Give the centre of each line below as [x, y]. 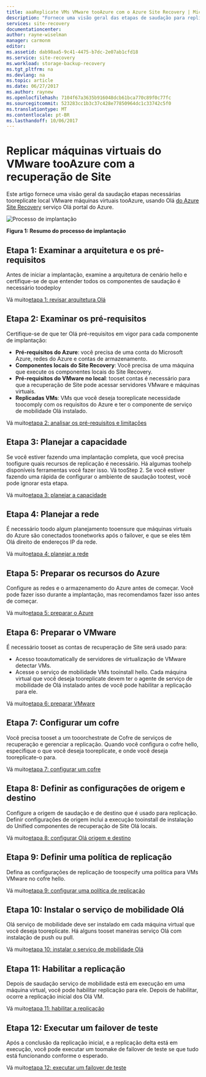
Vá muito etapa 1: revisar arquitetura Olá [56, 300]
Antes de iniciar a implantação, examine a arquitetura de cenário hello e [97, 275]
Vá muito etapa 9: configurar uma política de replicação [76, 890]
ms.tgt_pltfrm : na [30, 69]
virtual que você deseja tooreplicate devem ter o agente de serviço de [104, 679]
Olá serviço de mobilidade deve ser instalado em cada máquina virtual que [101, 925]
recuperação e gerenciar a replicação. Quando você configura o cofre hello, [103, 744]
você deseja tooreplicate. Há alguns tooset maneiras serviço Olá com [94, 931]
